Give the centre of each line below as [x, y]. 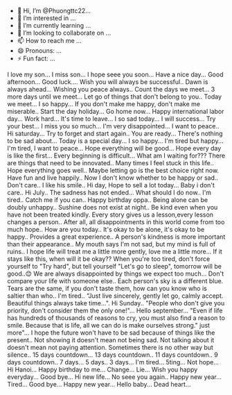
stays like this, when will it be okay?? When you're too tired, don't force [109, 259]
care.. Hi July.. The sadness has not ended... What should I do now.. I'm [109, 192]
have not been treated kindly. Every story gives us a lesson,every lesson [110, 215]
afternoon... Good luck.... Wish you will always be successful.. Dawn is [108, 82]
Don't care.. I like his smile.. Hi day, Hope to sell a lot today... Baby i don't [111, 185]
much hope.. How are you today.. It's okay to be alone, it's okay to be [106, 229]
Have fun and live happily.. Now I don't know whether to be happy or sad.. [113, 178]
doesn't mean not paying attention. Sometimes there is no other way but [110, 347]
